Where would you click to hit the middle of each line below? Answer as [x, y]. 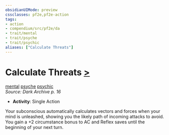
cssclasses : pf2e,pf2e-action [37, 15]
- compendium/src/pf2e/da [32, 29]
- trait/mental [21, 33]
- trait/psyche [21, 38]
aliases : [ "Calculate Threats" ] [39, 47]
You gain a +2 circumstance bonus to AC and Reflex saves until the [75, 122]
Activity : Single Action [36, 101]
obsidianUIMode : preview [31, 10]
